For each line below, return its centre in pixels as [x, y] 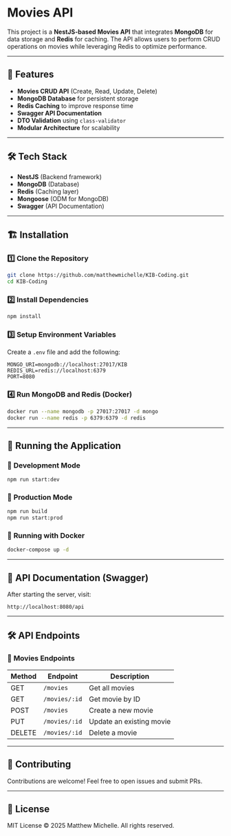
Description [130, 676]
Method [24, 676]
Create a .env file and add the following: [64, 352]
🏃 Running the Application [64, 446]
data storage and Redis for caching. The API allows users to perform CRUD [114, 39]
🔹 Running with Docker [46, 536]
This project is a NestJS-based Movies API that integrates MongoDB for [110, 32]
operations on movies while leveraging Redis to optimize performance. [107, 46]
